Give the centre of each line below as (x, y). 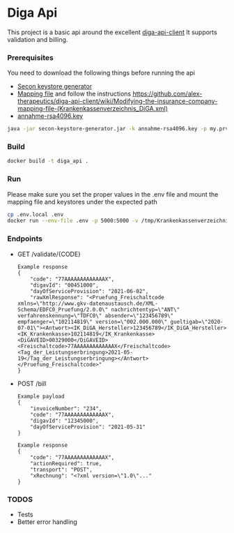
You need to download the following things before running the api (101, 73)
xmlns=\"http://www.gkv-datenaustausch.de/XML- (87, 303)
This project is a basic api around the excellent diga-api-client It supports (112, 32)
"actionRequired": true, (66, 463)
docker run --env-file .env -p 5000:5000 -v (73, 221)
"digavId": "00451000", (64, 285)
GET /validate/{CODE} (49, 254)
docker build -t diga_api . (48, 161)
